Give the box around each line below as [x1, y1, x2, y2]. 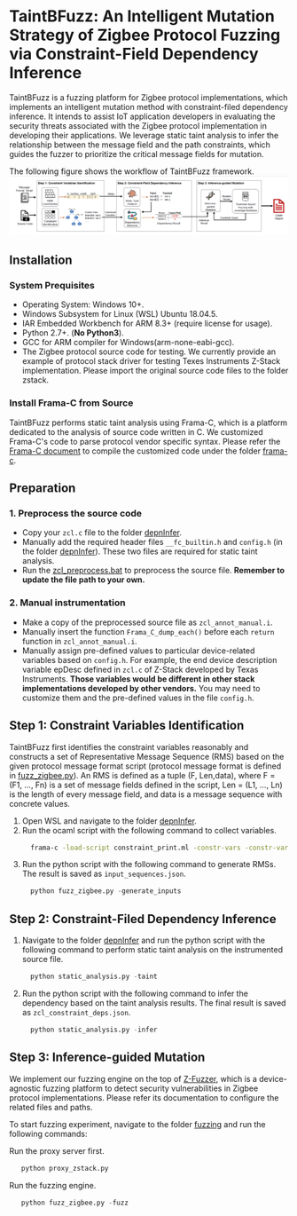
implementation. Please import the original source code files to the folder [21, 366, 289, 376]
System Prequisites [9, 280, 95, 292]
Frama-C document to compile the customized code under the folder [9, 446, 262, 456]
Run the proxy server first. [9, 1145, 105, 1156]
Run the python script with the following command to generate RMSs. [21, 859, 277, 870]
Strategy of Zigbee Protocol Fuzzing [9, 25, 281, 45]
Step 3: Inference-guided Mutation [9, 1050, 206, 1065]
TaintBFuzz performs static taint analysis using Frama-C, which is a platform [9, 417, 288, 428]
